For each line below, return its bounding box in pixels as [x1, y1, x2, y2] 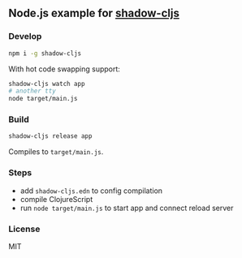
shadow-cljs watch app [8, 80, 85, 88]
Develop [8, 31, 42, 42]
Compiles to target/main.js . [8, 147, 104, 157]
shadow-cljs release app [8, 132, 93, 140]
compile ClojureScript [19, 194, 93, 204]
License [8, 223, 41, 234]
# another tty [8, 87, 57, 96]
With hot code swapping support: [8, 64, 120, 74]
